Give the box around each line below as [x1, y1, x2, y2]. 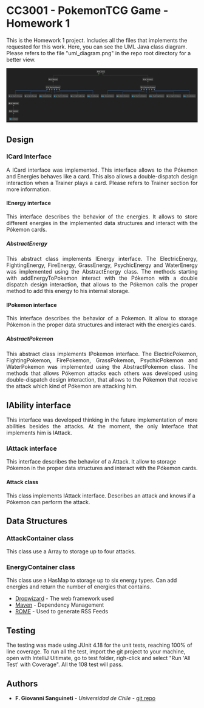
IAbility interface [6, 400, 72, 410]
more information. [6, 186, 51, 193]
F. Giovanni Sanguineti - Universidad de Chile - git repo [15, 695, 156, 702]
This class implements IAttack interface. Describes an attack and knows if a [6, 492, 195, 499]
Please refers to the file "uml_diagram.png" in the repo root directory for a [6, 49, 191, 56]
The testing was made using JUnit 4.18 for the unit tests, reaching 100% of [6, 641, 192, 649]
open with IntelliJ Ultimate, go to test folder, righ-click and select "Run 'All [6, 655, 191, 662]
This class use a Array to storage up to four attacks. [6, 548, 136, 555]
